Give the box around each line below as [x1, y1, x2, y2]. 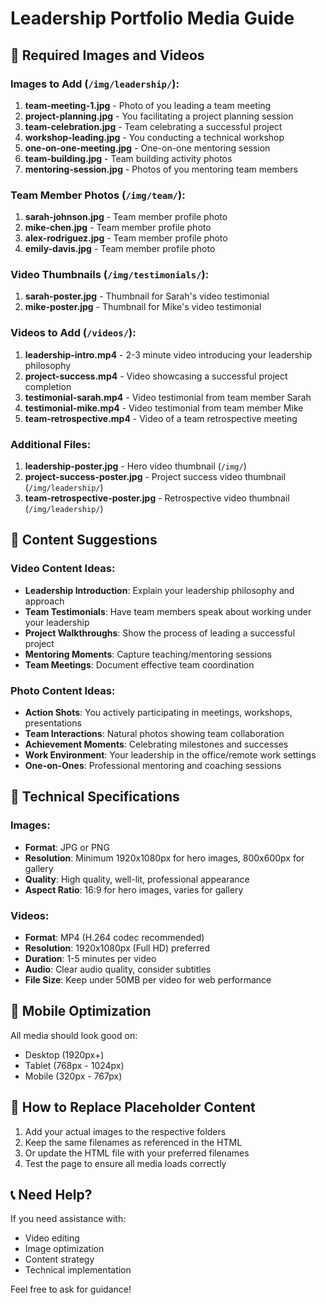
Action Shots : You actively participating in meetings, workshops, [24, 707, 293, 719]
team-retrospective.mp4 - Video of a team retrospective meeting [24, 412, 298, 424]
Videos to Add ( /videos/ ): [10, 326, 137, 340]
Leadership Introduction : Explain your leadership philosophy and [24, 584, 295, 596]
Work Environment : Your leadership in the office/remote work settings [24, 749, 317, 761]
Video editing [24, 1232, 80, 1244]
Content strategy [24, 1253, 95, 1266]
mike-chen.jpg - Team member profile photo [24, 222, 212, 234]
